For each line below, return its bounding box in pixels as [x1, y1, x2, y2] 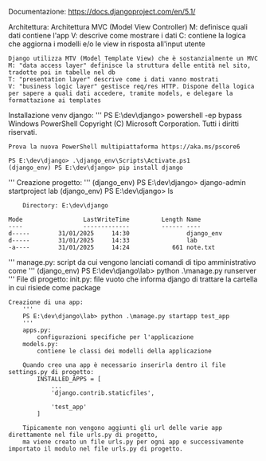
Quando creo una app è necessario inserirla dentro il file [22, 361, 226, 369]
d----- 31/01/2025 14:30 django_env [8, 230, 223, 238]
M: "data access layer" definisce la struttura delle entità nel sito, [8, 61, 251, 69]
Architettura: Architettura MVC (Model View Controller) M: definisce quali [8, 22, 248, 31]
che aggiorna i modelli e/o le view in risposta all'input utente [8, 39, 205, 49]
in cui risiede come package [8, 283, 101, 292]
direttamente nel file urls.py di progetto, [8, 431, 158, 439]
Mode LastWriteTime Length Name [8, 215, 201, 223]
